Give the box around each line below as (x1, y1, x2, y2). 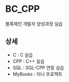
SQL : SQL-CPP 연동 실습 (12, 65, 64, 71)
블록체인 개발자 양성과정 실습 (5, 20, 63, 27)
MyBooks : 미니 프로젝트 (12, 71, 63, 77)
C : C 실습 (12, 52, 33, 58)
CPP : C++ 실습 (12, 58, 45, 64)
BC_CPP (5, 3, 40, 15)
